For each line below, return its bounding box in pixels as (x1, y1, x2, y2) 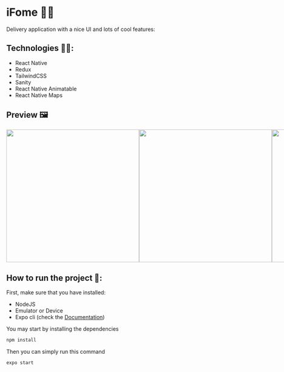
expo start (6, 360, 34, 366)
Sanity (15, 78, 32, 86)
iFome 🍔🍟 (6, 5, 55, 19)
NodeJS (15, 300, 36, 308)
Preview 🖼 (6, 110, 49, 120)
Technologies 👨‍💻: (6, 43, 74, 53)
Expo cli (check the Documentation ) (15, 314, 105, 321)
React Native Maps (15, 91, 63, 99)
